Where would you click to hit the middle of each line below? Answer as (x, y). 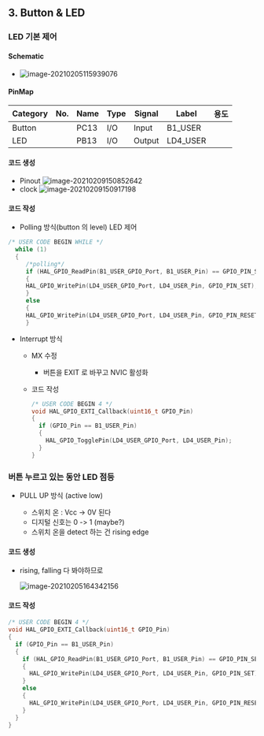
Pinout (30, 180)
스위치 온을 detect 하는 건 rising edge (90, 532)
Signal (147, 113)
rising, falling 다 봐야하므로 (61, 571)
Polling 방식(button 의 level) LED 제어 (78, 227)
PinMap (21, 92)
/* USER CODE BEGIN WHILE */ (56, 242)
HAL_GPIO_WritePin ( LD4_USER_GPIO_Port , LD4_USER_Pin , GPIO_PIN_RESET (142, 315)
